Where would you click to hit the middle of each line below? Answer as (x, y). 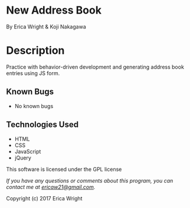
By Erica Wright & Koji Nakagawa (46, 27)
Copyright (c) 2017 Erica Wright (44, 198)
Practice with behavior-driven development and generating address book (95, 67)
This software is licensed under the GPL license (64, 169)
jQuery (23, 158)
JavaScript (28, 151)
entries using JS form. (33, 73)
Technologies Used (42, 125)
